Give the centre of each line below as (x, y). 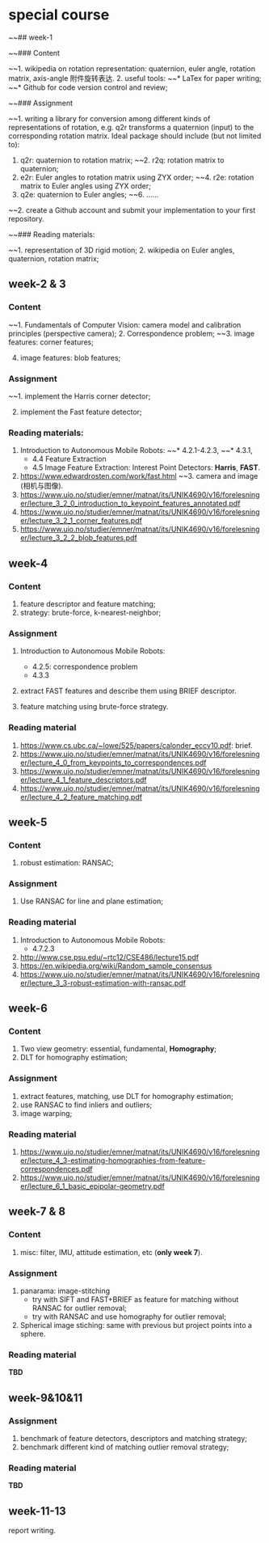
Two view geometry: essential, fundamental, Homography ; (118, 1049)
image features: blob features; (70, 357)
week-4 (28, 563)
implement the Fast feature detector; (81, 412)
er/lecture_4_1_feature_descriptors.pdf (83, 780)
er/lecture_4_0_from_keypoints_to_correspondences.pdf (113, 763)
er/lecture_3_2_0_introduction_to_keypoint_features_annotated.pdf (130, 504)
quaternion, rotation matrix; (54, 258)
